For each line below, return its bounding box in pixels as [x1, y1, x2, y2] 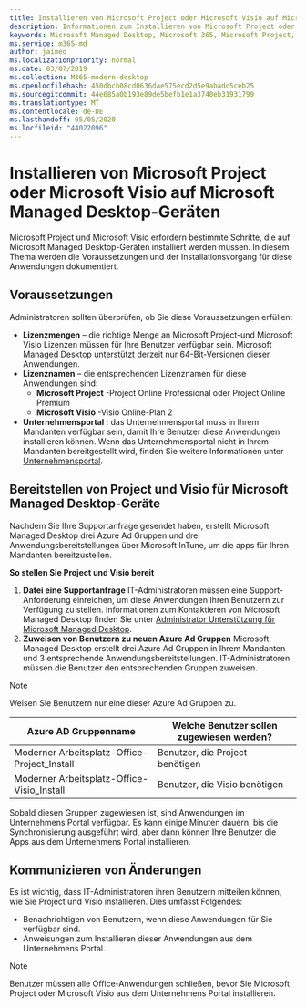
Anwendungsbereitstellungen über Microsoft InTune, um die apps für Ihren [9, 539, 290, 550]
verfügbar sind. [22, 923, 81, 935]
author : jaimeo [9, 47, 67, 57]
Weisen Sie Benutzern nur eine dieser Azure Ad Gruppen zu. [9, 697, 237, 708]
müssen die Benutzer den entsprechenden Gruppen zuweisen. [22, 662, 258, 673]
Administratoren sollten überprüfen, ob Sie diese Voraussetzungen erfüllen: [9, 311, 293, 322]
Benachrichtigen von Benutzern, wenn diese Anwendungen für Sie [22, 914, 273, 925]
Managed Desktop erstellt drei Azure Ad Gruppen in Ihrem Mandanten [22, 642, 286, 653]
